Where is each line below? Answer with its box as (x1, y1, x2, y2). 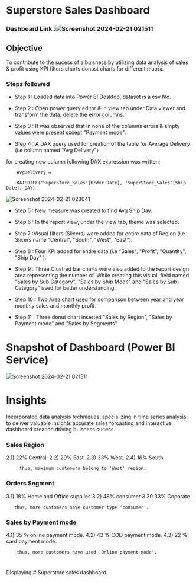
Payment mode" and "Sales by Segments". (14, 320, 119, 327)
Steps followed (6, 79, 50, 88)
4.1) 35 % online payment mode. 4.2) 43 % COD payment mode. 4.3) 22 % (6, 531, 188, 538)
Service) (6, 353, 49, 367)
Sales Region (6, 441, 44, 449)
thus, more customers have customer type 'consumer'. (14, 504, 149, 510)
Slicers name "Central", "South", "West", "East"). (14, 236, 133, 244)
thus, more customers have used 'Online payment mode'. (17, 549, 158, 555)
